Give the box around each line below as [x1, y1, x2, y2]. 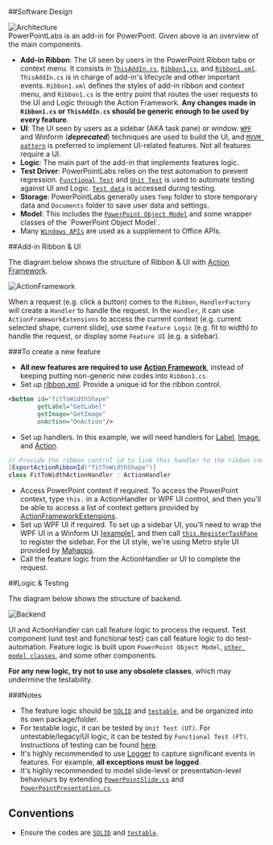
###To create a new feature [8, 347, 101, 357]
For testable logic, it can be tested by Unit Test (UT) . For [19, 723, 211, 733]
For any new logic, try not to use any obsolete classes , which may [8, 666, 232, 676]
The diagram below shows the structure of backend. [8, 594, 183, 604]
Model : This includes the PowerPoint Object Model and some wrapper [19, 209, 252, 218]
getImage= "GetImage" [37, 410, 106, 418]
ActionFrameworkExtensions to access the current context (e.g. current [8, 314, 242, 324]
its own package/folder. [19, 715, 99, 724]
